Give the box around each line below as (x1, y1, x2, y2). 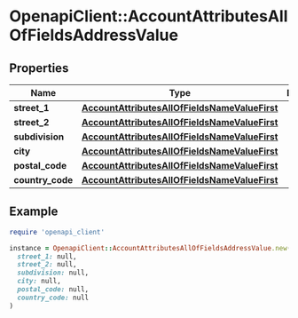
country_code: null (17, 293, 90, 302)
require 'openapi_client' (9, 227, 105, 236)
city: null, (17, 277, 62, 286)
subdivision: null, (17, 268, 90, 277)
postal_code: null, (17, 285, 90, 294)
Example (9, 204, 59, 219)
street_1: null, (17, 251, 77, 261)
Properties (9, 60, 69, 76)
